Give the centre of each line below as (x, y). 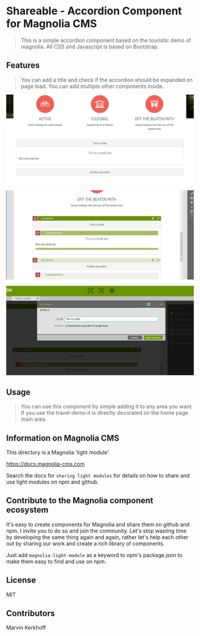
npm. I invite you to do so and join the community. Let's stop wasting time (96, 531)
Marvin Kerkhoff (26, 628)
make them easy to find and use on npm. (56, 561)
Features (23, 65)
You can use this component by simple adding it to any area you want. (107, 406)
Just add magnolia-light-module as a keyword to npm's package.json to (94, 555)
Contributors (31, 613)
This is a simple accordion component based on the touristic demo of (106, 40)
